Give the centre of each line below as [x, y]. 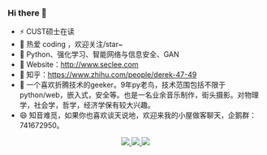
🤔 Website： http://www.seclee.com [79, 65]
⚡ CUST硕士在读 [47, 32]
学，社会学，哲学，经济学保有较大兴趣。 [87, 105]
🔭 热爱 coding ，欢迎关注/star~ [71, 45]
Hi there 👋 [28, 13]
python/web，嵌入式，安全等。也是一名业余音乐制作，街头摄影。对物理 [139, 95]
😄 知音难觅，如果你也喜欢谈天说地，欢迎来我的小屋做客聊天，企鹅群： [138, 115]
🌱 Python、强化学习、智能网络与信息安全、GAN [99, 54]
